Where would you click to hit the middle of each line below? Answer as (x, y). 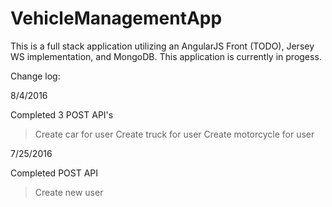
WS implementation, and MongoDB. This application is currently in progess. (166, 56)
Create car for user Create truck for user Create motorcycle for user (174, 134)
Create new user (69, 192)
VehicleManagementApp (116, 18)
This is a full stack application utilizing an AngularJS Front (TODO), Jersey (162, 46)
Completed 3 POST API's (62, 114)
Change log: (35, 76)
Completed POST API (54, 173)
